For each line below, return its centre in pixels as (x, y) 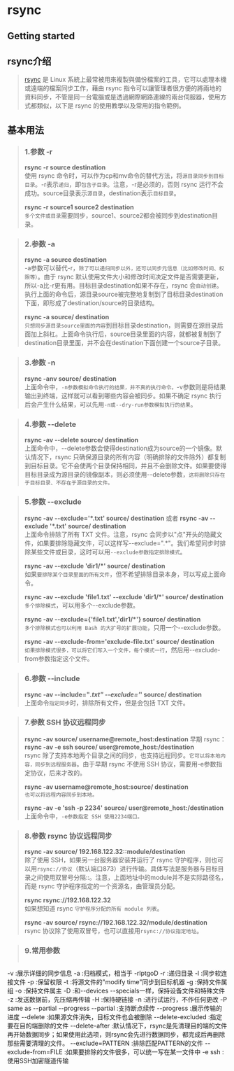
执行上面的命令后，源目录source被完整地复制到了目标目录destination (124, 294)
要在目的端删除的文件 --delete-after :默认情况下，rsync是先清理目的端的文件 (117, 1026)
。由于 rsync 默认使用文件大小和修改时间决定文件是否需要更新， (130, 277)
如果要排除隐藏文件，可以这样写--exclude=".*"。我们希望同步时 (128, 543)
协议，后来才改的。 (58, 773)
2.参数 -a (40, 244)
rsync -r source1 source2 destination (79, 207)
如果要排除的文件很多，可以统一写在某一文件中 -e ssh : (145, 1052)
